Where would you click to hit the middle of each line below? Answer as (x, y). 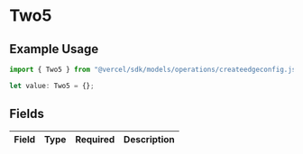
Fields (27, 114)
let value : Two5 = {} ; (52, 86)
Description (149, 139)
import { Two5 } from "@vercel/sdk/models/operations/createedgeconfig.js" (155, 69)
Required (95, 139)
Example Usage (54, 49)
